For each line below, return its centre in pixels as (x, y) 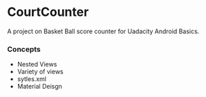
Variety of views (40, 72)
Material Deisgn (39, 87)
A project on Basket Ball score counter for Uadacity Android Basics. (103, 31)
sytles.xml (32, 79)
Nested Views (37, 64)
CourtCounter (48, 12)
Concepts (24, 49)
